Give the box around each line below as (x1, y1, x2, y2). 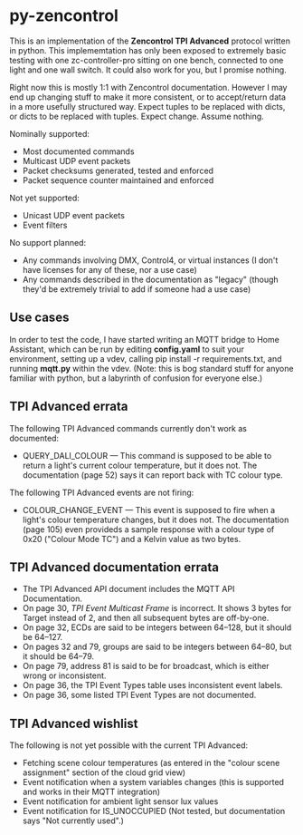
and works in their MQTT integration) (22, 786, 161, 798)
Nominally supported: (9, 128, 90, 139)
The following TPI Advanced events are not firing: (9, 487, 194, 498)
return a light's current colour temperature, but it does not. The (22, 460, 258, 471)
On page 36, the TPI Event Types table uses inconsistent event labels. (22, 680, 283, 691)
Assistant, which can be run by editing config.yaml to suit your (9, 344, 244, 354)
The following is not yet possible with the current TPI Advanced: (9, 740, 249, 751)
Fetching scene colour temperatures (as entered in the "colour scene (22, 758, 280, 769)
